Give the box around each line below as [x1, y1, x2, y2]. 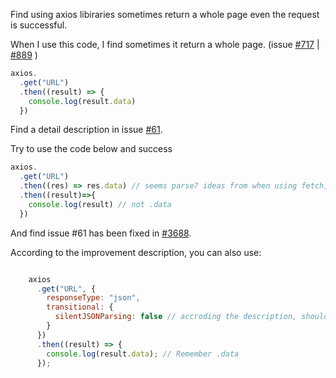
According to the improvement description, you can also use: [10, 246, 262, 258]
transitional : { [46, 302, 114, 313]
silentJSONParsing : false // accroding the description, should [54, 312, 329, 322]
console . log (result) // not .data [28, 199, 172, 209]
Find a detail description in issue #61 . [10, 124, 163, 136]
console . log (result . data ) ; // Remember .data [46, 349, 240, 359]
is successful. [10, 19, 68, 31]
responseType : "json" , [46, 293, 141, 303]
